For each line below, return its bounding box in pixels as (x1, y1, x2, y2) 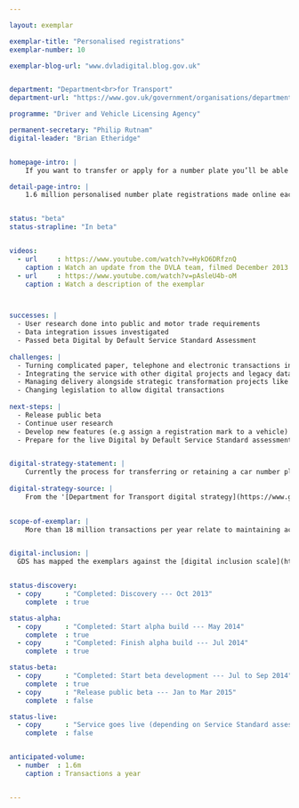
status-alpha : (9, 614, 62, 623)
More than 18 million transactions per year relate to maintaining (25, 525, 280, 535)
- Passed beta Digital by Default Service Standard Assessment (17, 336, 256, 345)
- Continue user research (17, 419, 114, 428)
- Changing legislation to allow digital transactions (17, 386, 225, 395)
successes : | (9, 311, 58, 321)
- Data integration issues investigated (17, 328, 169, 337)
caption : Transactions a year (25, 769, 141, 778)
